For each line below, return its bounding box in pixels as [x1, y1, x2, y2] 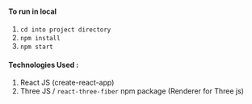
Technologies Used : [8, 60, 79, 69]
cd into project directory [19, 26, 111, 34]
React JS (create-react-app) [19, 77, 115, 88]
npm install [19, 35, 61, 43]
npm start [19, 43, 54, 52]
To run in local [8, 6, 57, 16]
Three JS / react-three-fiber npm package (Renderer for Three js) [19, 86, 245, 96]
